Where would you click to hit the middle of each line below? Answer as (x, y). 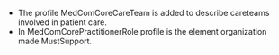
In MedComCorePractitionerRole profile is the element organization (142, 31)
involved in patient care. (63, 22)
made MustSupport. (55, 41)
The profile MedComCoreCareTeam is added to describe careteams (144, 13)
